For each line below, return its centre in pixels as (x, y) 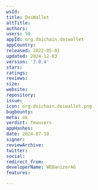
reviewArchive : (25, 145)
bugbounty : (20, 112)
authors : (17, 28)
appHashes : (20, 128)
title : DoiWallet (28, 17)
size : (13, 84)
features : (19, 173)
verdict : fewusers (29, 123)
